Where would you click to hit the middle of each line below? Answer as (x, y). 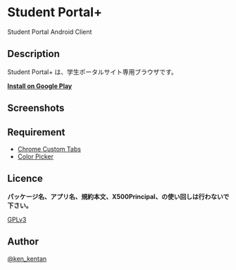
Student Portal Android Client (50, 32)
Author (23, 241)
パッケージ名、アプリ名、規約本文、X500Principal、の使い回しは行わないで (118, 196)
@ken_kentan (27, 259)
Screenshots (36, 108)
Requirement (36, 132)
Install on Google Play (40, 86)
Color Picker (36, 157)
